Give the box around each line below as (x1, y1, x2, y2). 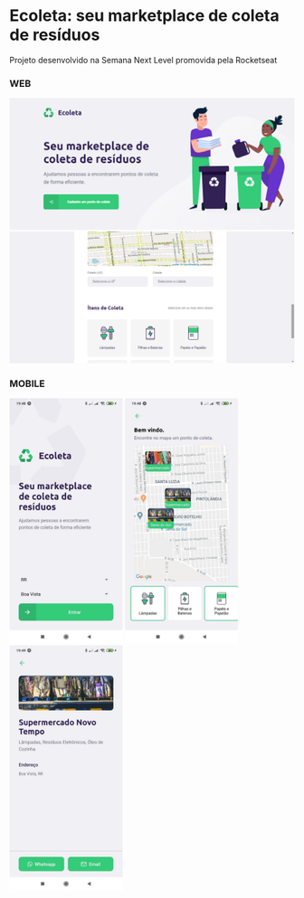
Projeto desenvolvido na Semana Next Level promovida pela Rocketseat (9, 54, 278, 65)
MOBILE (9, 377, 45, 390)
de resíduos (9, 24, 100, 45)
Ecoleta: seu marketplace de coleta (9, 5, 280, 26)
